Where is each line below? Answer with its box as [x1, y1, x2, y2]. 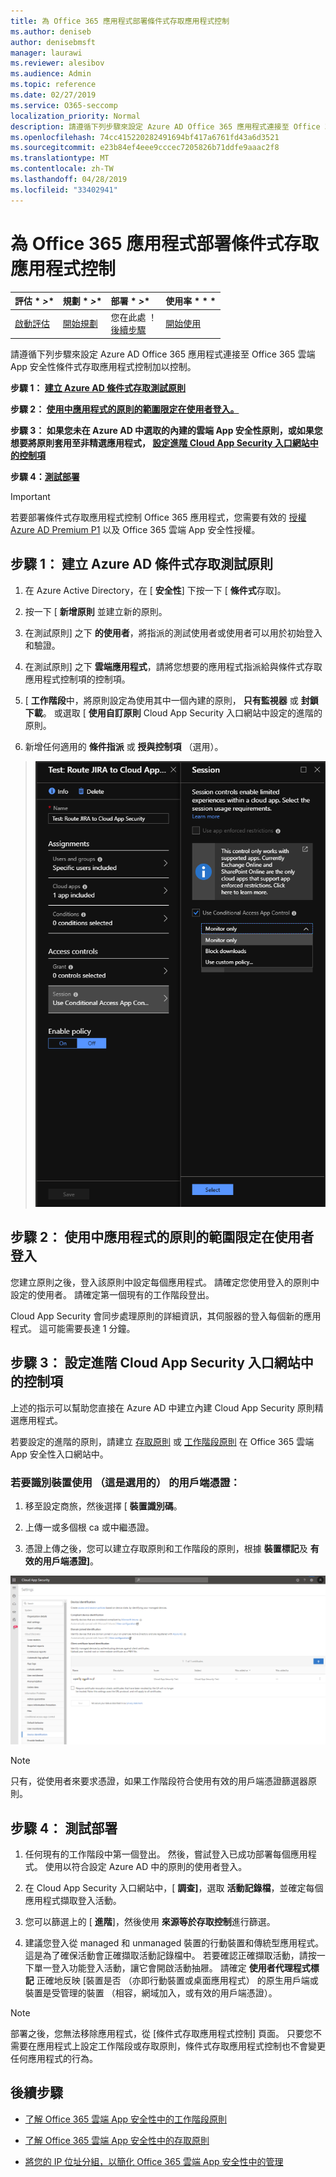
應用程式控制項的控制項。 [24, 673, 131, 685]
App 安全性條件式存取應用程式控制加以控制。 [10, 360, 197, 372]
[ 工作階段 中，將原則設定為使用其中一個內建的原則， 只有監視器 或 [24, 694, 299, 706]
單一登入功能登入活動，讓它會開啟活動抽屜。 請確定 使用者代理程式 [33, 1962, 311, 1974]
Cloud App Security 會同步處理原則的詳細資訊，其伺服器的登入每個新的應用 [10, 1310, 322, 1322]
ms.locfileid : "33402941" [10, 185, 118, 195]
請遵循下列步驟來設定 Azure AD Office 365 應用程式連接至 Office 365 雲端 [10, 348, 316, 360]
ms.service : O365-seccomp [10, 100, 118, 110]
